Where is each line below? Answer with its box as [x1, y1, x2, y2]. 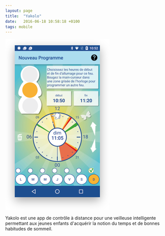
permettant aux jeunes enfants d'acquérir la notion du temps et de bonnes [5, 220, 160, 226]
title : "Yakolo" [5, 13, 42, 19]
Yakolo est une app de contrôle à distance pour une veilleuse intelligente [5, 215, 156, 221]
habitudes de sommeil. [5, 226, 52, 232]
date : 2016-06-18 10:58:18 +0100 [5, 19, 80, 24]
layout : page [5, 8, 33, 13]
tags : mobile [5, 24, 33, 29]
